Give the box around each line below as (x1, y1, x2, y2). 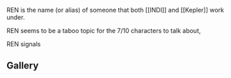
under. (6, 13, 25, 21)
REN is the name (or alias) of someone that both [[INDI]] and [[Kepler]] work (6, 6, 224, 14)
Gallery (6, 60, 39, 72)
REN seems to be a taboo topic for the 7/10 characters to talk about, (6, 27, 201, 35)
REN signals (6, 40, 41, 48)
